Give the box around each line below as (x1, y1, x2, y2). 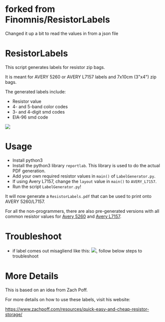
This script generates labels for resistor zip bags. (5, 64, 106, 70)
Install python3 (12, 157, 43, 163)
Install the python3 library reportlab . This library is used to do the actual (12, 162, 160, 168)
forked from (5, 3, 55, 15)
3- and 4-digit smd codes (12, 109, 65, 115)
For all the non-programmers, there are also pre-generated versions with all (5, 208, 160, 214)
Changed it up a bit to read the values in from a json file (5, 30, 118, 36)
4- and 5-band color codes (12, 103, 68, 110)
